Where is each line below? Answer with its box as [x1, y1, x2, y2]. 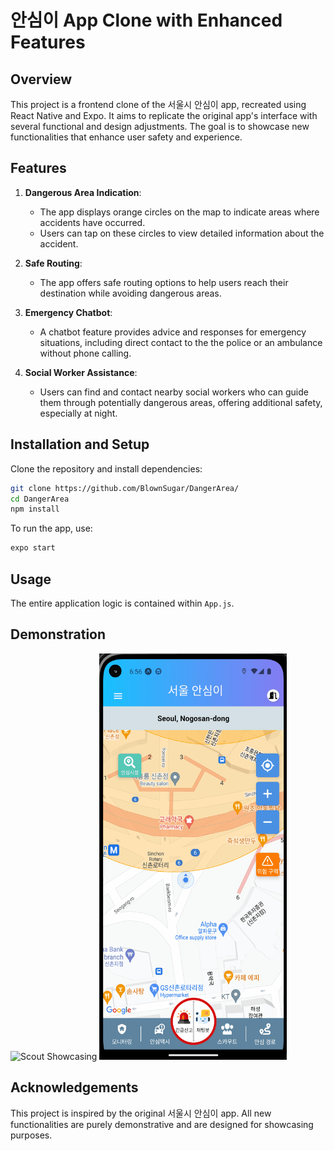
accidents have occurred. [39, 216, 146, 228]
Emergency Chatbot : [24, 306, 113, 318]
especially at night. [39, 407, 118, 419]
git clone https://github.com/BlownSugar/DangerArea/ [10, 483, 240, 493]
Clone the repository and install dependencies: [10, 462, 203, 475]
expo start [10, 543, 56, 553]
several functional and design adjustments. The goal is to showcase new [10, 121, 310, 132]
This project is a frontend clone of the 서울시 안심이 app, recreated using [10, 99, 307, 110]
